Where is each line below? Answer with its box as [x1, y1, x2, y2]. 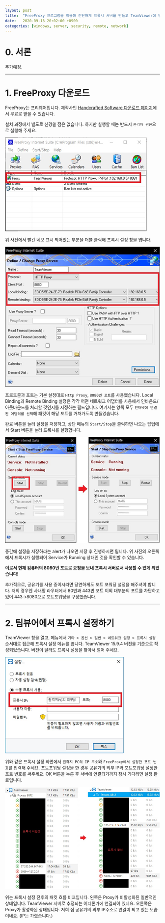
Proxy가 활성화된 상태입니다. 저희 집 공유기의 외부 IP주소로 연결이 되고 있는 [5, 907, 149, 913]
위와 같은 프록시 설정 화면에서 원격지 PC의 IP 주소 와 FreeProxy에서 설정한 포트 [5, 759, 151, 765]
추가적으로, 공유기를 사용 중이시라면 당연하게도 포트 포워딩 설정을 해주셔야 [5, 582, 147, 587]
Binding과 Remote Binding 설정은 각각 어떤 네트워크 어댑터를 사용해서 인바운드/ [5, 398, 159, 404]
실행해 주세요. [10, 128, 37, 134]
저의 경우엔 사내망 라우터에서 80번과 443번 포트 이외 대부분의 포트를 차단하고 [11, 587, 160, 594]
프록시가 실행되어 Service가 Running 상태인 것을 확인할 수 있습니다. [14, 555, 144, 560]
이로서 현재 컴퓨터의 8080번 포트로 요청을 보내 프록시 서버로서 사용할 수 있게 [5, 565, 151, 571]
